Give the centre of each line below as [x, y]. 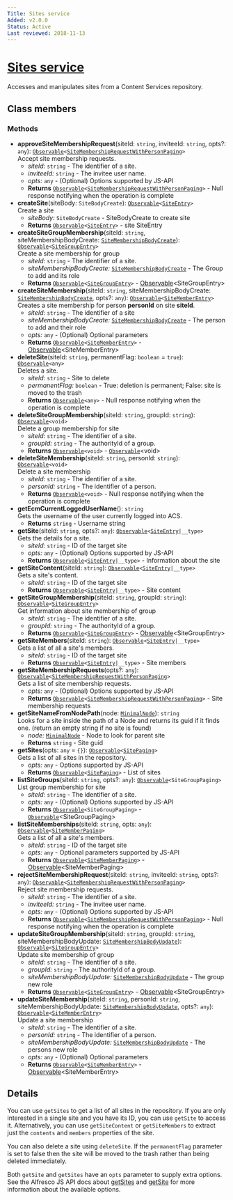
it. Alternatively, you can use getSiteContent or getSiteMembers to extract [111, 1125]
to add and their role [57, 327]
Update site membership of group [66, 954]
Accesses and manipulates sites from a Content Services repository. [105, 87]
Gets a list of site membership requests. [74, 683]
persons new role [53, 1050]
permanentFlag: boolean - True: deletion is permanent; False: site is [124, 385]
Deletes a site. [38, 371]
